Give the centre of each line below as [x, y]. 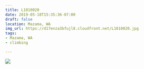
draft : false [19, 19]
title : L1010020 [22, 10]
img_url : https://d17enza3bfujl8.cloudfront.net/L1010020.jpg [72, 29]
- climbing [17, 43]
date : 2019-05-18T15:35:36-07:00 [40, 15]
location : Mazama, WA [28, 24]
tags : [11, 33]
